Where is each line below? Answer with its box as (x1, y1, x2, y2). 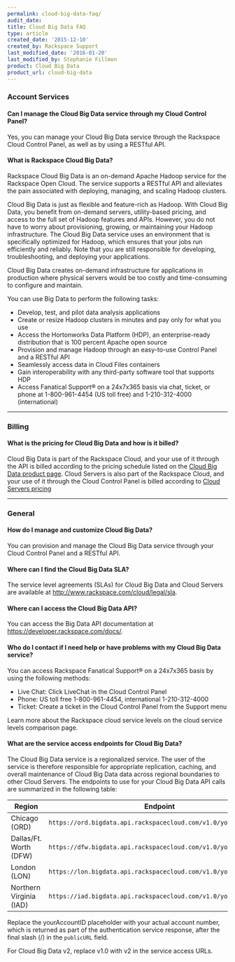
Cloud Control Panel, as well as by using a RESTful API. (7, 140, 166, 148)
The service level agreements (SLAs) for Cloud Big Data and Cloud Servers (7, 580, 224, 589)
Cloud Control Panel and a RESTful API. (7, 549, 121, 558)
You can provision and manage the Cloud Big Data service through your (7, 542, 214, 550)
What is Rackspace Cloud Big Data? (7, 156, 113, 165)
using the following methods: (7, 674, 91, 682)
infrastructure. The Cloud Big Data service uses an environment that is (7, 229, 211, 239)
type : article (7, 29, 49, 37)
